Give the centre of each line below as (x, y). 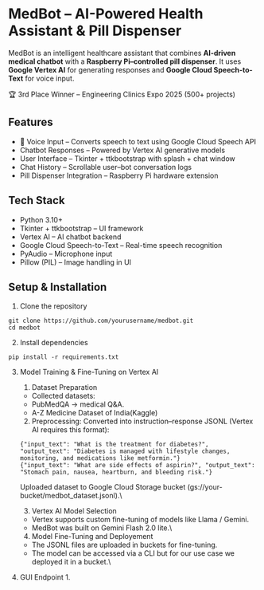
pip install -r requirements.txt (64, 357)
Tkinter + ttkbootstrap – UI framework (82, 228)
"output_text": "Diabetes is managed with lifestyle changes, (125, 451)
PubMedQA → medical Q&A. (78, 404)
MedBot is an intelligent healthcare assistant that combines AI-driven (122, 53)
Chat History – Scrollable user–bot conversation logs (106, 167)
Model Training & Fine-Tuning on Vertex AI (89, 372)
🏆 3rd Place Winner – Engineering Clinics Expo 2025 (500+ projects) (122, 94)
